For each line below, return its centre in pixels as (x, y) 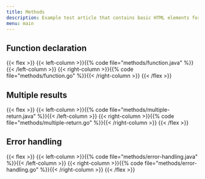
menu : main (20, 23)
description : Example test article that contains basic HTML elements (98, 18)
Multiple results (37, 95)
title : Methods (26, 12)
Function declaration (47, 48)
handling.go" (22, 169)
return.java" (21, 116)
